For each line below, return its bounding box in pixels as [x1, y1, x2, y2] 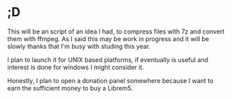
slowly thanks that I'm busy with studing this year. [7, 42, 151, 50]
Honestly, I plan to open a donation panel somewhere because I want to [7, 76, 214, 84]
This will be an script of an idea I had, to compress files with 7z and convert [7, 27, 225, 36]
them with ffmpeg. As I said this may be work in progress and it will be [7, 34, 210, 43]
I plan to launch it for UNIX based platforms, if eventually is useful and [7, 55, 208, 63]
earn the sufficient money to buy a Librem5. [7, 84, 133, 92]
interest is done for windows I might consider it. [7, 63, 145, 71]
